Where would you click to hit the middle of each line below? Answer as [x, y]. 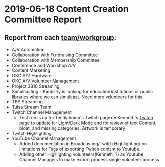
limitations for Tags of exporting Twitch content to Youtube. [80, 149]
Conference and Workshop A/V [44, 65]
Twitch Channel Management [42, 112]
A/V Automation [28, 50]
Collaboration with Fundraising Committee [55, 55]
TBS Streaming [27, 102]
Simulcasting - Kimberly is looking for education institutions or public [82, 91]
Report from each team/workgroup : [61, 38]
